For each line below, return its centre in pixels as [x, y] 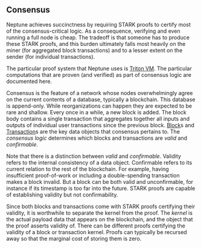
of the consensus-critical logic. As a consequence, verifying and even [94, 31]
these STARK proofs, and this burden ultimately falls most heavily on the [96, 44]
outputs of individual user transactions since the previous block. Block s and [101, 125]
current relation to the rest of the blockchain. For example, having [88, 169]
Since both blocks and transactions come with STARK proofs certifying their [101, 206]
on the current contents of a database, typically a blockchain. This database [101, 99]
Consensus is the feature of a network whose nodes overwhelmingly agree [100, 93]
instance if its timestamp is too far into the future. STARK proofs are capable [101, 188]
